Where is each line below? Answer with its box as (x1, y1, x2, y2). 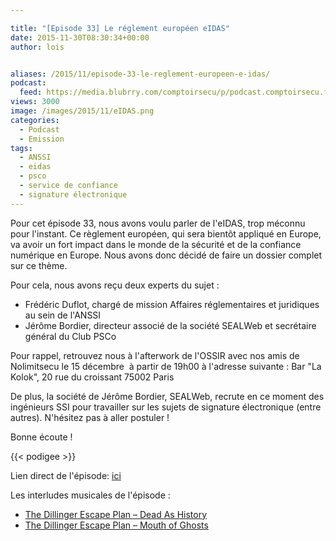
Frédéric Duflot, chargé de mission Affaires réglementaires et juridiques (24, 298, 320, 310)
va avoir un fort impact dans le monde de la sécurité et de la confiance (10, 238, 302, 250)
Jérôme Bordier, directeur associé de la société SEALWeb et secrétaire (24, 319, 317, 331)
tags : (10, 143, 33, 153)
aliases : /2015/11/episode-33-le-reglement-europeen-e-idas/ (10, 69, 271, 79)
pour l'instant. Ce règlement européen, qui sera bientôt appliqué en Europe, (10, 227, 322, 240)
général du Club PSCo (24, 330, 117, 342)
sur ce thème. (10, 259, 68, 271)
